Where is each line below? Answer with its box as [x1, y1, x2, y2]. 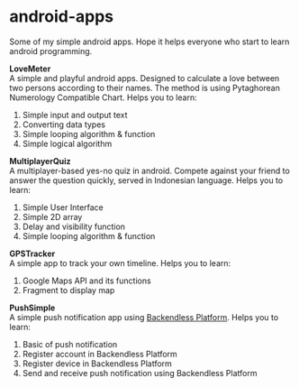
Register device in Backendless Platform [22, 358, 173, 369]
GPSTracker [9, 248, 56, 259]
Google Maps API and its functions [22, 275, 151, 286]
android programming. [9, 45, 93, 56]
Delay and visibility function [22, 221, 126, 232]
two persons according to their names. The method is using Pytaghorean [9, 82, 281, 93]
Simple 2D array [22, 211, 83, 222]
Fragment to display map [22, 284, 115, 295]
